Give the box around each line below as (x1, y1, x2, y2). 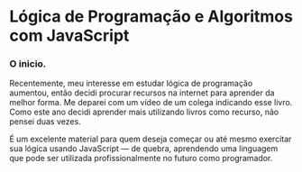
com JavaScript (9, 25, 130, 46)
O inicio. (9, 58, 47, 70)
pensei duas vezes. (9, 116, 81, 127)
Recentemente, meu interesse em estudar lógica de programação (9, 78, 253, 89)
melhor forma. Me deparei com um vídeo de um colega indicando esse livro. (9, 97, 293, 108)
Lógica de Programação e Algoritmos (9, 6, 293, 27)
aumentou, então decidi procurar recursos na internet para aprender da (9, 87, 275, 98)
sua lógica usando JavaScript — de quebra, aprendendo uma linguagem (9, 143, 279, 154)
